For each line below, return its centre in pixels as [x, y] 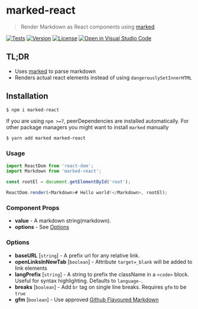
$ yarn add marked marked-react [46, 138]
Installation [27, 96]
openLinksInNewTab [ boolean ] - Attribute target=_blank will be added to [103, 262]
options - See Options [42, 227]
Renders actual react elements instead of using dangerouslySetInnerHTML [103, 77]
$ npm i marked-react [33, 110]
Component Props [33, 208]
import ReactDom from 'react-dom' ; [50, 166]
